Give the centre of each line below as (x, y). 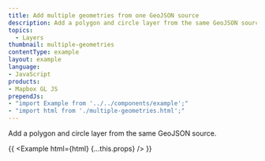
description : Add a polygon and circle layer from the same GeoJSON (123, 23)
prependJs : (26, 96)
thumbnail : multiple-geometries (61, 45)
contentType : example (44, 52)
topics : (21, 30)
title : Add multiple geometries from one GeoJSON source (104, 15)
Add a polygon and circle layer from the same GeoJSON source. (112, 133)
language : (24, 67)
